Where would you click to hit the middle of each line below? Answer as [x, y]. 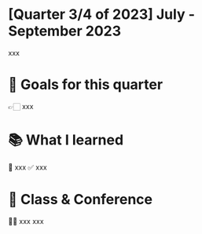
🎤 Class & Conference [81, 199]
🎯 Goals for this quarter [86, 85]
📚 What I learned [66, 140]
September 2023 [65, 31]
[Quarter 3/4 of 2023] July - [101, 15]
